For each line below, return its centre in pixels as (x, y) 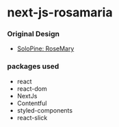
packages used (33, 66)
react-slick (32, 117)
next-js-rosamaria (60, 13)
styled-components (45, 110)
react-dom (32, 88)
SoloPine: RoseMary (45, 48)
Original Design (34, 34)
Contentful (32, 103)
